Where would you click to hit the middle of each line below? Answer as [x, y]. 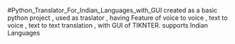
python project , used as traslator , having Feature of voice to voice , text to [117, 18]
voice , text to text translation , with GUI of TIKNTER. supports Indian [108, 25]
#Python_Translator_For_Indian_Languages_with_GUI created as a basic [113, 10]
